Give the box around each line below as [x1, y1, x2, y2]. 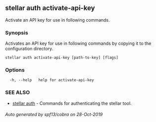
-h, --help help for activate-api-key [9, 78, 94, 83]
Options [5, 66, 25, 73]
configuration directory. [5, 46, 53, 52]
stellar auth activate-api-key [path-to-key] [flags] [5, 55, 119, 61]
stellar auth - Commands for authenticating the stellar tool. [12, 100, 132, 106]
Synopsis [5, 29, 28, 36]
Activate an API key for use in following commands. [5, 17, 110, 23]
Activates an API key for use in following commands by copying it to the [5, 40, 152, 46]
